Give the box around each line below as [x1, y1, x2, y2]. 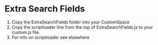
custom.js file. [11, 29, 40, 35]
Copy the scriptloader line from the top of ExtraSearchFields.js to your [11, 24, 154, 30]
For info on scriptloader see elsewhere [11, 34, 90, 40]
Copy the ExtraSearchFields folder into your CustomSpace [11, 19, 130, 25]
